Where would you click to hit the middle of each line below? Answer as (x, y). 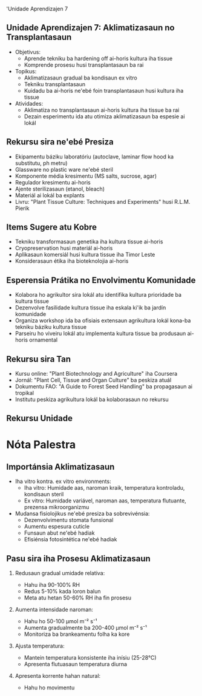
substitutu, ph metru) (41, 163)
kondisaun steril (44, 495)
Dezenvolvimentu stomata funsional (69, 520)
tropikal (24, 393)
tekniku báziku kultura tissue (50, 327)
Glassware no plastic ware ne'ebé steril (64, 169)
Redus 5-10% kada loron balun (62, 592)
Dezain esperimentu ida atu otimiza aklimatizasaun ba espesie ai (105, 116)
